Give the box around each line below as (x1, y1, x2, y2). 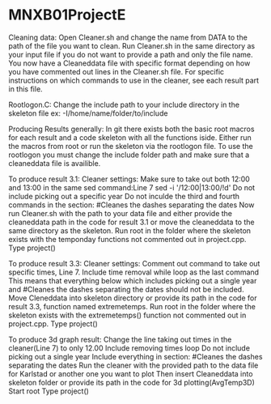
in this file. (8, 83, 43, 94)
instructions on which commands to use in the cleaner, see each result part (8, 75, 260, 85)
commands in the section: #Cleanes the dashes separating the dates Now (8, 200, 255, 210)
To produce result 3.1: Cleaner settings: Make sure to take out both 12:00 (8, 174, 251, 184)
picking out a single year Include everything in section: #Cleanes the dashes (8, 351, 263, 361)
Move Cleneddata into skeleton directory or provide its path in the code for (8, 293, 257, 303)
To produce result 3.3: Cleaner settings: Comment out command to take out (8, 258, 260, 268)
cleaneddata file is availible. (8, 158, 101, 168)
